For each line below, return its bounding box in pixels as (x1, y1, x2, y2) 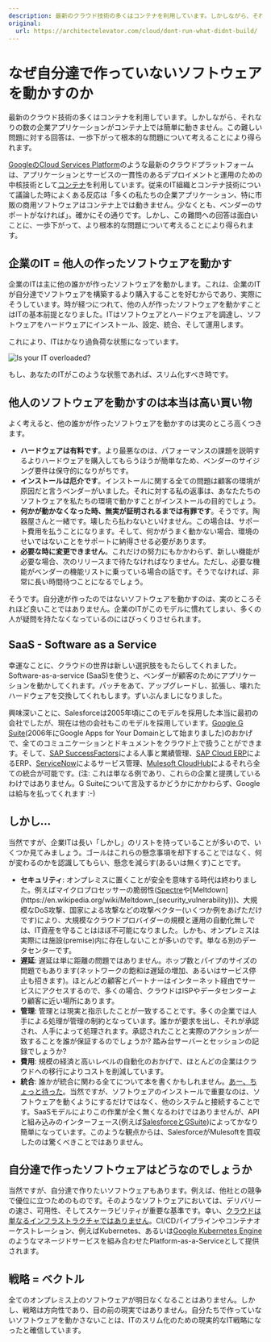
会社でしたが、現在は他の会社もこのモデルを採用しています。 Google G (8, 717, 244, 727)
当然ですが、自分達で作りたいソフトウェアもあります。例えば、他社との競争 (8, 1185, 262, 1195)
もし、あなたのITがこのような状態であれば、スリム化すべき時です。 (8, 370, 233, 379)
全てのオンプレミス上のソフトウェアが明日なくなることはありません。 (8, 1295, 242, 1305)
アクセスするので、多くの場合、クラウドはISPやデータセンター (41, 985, 250, 995)
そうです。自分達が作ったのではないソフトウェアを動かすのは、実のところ (8, 594, 256, 604)
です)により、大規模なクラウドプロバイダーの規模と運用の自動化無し (19, 915, 248, 925)
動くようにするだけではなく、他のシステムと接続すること (62, 1097, 254, 1106)
